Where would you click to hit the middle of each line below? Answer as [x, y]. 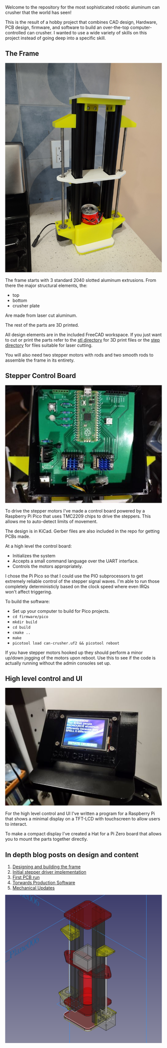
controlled [16, 33]
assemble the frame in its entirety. [40, 360]
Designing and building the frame [46, 867]
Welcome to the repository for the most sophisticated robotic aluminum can [83, 7]
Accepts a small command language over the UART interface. [76, 561]
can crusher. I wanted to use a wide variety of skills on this [87, 33]
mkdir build [25, 622]
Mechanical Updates [34, 888]
